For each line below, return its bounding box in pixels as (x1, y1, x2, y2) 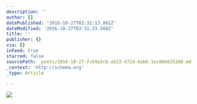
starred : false (6, 53, 44, 59)
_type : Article (6, 70, 44, 76)
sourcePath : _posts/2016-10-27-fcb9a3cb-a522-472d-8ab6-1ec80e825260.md (6, 59, 192, 65)
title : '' (6, 31, 31, 37)
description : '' (6, 8, 47, 15)
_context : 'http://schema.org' (6, 64, 84, 71)
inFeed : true (6, 48, 39, 54)
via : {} (6, 42, 26, 48)
